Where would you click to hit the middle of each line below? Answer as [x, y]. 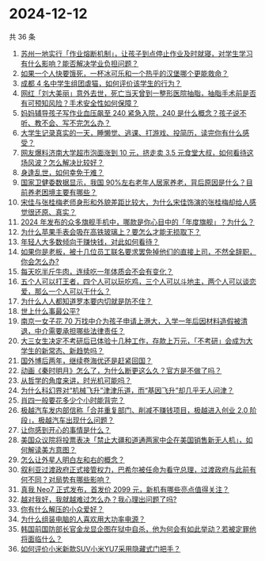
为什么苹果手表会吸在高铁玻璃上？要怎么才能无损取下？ [110, 231]
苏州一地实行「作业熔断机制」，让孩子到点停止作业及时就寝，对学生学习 [136, 53]
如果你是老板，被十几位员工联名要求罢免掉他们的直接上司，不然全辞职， [138, 251]
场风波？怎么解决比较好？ [62, 162]
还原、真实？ [55, 212]
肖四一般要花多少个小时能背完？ [72, 400]
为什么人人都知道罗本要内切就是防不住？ [86, 301]
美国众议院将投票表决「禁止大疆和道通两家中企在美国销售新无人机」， [133, 440]
